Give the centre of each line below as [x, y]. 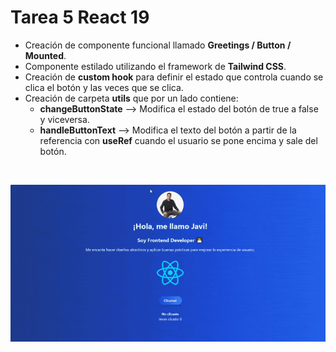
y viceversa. [64, 119]
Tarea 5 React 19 [80, 17]
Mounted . [45, 55]
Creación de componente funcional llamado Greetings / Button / [158, 45]
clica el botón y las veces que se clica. [104, 87]
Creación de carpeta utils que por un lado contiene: [131, 98]
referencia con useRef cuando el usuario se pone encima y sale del [178, 140]
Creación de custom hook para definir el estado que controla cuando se [174, 77]
